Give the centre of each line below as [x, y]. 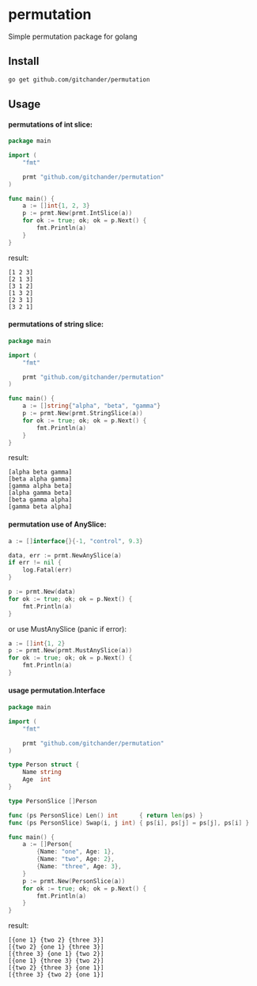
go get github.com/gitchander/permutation [79, 79]
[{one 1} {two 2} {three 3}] [56, 940]
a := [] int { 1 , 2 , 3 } [56, 206]
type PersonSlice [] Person [53, 801]
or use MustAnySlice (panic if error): [67, 629]
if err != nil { [35, 563]
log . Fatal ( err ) [47, 570]
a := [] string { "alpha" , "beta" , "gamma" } [91, 406]
